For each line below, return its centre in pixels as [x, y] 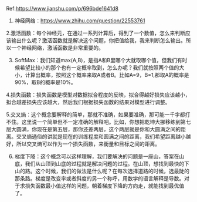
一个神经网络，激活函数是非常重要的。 [57, 48]
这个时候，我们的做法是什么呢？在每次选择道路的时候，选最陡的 [112, 171]
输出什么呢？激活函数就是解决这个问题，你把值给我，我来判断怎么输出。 [98, 40]
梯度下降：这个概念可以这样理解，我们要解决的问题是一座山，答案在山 [99, 156]
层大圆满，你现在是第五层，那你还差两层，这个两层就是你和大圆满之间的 [93, 129]
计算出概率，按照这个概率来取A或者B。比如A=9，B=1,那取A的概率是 [107, 75]
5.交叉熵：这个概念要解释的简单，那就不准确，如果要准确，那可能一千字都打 [98, 115]
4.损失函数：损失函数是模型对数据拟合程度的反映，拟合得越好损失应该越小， [98, 95]
